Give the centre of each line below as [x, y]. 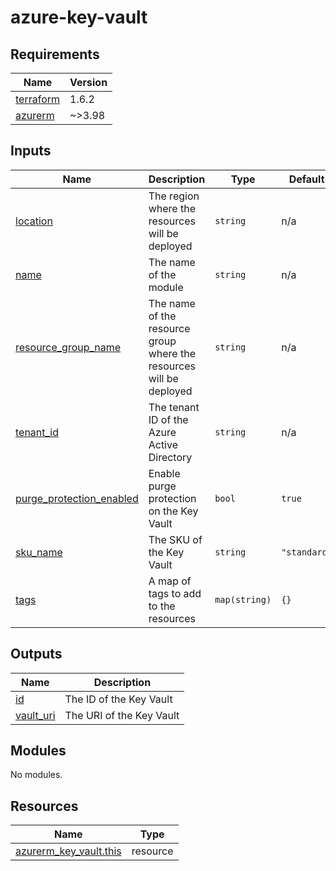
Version [88, 82]
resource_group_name [68, 347]
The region [174, 196]
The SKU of [175, 539]
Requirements [55, 54]
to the [162, 606]
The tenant [174, 407]
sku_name [39, 552]
